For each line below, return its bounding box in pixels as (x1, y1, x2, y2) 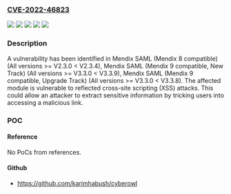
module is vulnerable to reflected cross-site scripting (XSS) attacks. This (7, 84, 214, 92)
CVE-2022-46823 (7, 5, 70, 14)
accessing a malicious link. (7, 98, 83, 106)
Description (7, 39, 48, 48)
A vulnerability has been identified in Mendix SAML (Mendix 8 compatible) (7, 54, 219, 63)
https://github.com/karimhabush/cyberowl (17, 179, 138, 187)
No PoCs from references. (7, 148, 81, 156)
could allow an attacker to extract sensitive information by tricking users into (7, 91, 224, 99)
